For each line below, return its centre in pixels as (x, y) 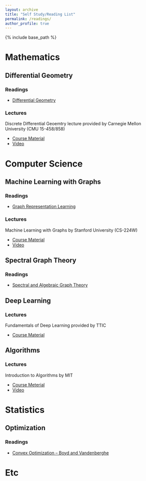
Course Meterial (28, 384)
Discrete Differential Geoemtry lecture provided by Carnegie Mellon (73, 124)
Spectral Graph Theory (41, 260)
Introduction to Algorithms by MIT (39, 375)
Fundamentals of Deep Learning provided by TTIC (56, 325)
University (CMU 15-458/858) (35, 129)
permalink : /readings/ (28, 19)
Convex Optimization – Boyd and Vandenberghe (61, 453)
